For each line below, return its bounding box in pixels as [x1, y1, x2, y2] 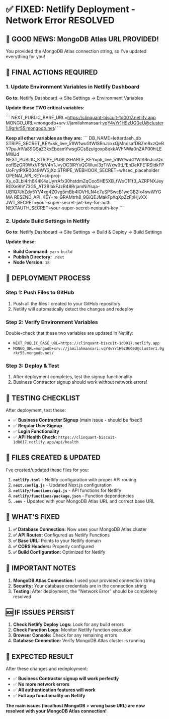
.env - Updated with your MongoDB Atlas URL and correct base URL [13, 498, 155, 504]
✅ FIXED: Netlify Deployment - [6, 4, 135, 15]
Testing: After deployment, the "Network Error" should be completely [13, 588, 157, 594]
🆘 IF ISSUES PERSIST [6, 608, 75, 616]
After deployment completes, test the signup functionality [13, 374, 133, 380]
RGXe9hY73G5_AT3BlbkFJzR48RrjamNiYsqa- [6, 183, 100, 189]
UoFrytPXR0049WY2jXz [6, 167, 57, 173]
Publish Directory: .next [13, 254, 65, 260]
